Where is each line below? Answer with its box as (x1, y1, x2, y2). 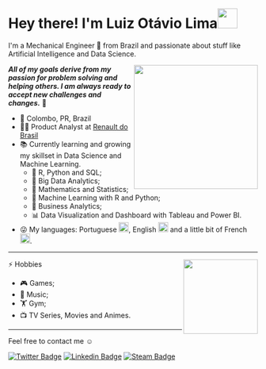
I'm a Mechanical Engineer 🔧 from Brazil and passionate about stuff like (8, 40, 241, 50)
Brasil (19, 130, 39, 140)
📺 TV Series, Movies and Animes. (19, 310, 131, 320)
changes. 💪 (8, 98, 47, 107)
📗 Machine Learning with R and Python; (31, 193, 161, 202)
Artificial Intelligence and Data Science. (8, 48, 137, 59)
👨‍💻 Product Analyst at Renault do (19, 121, 128, 131)
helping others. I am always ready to (8, 81, 131, 90)
